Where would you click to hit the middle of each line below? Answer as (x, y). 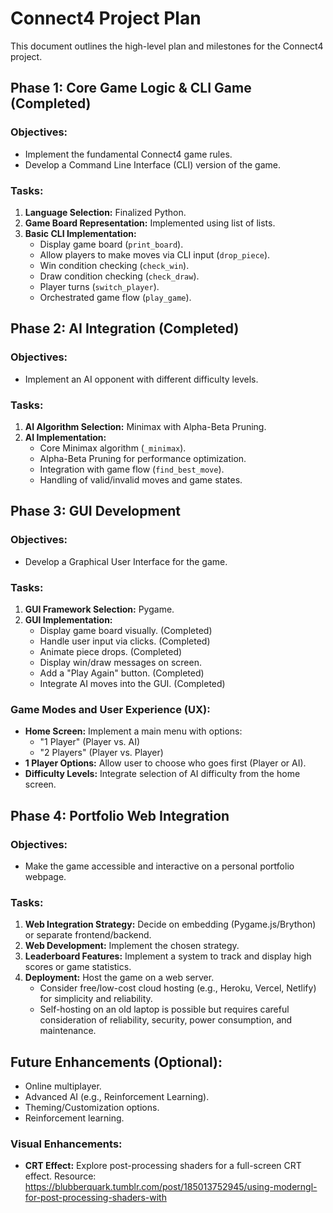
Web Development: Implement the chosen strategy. (132, 946)
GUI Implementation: (68, 619)
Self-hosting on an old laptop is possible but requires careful (164, 1009)
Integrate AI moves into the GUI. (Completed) (132, 683)
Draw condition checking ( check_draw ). (119, 276)
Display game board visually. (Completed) (126, 630)
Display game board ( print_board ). (111, 244)
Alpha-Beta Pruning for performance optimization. (143, 458)
